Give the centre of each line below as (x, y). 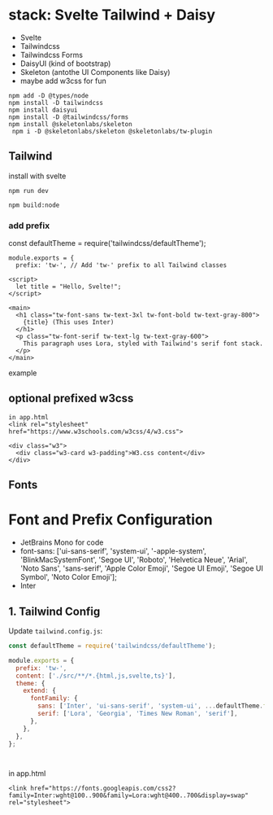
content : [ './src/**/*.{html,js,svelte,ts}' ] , (96, 676)
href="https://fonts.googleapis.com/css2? (103, 789)
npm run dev (28, 191)
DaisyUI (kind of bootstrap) (65, 64)
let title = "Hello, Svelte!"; (69, 287)
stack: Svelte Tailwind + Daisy (112, 15)
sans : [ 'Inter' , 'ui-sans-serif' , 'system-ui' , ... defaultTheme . (151, 706)
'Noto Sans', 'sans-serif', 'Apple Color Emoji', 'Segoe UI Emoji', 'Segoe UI (142, 568)
